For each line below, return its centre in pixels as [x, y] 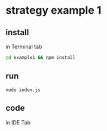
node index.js [23, 90]
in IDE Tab [18, 122]
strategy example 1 [53, 10]
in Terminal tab [24, 46]
